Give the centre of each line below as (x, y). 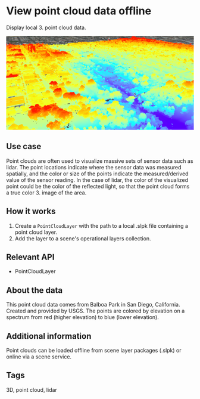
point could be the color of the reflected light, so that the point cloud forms (98, 186)
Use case (24, 146)
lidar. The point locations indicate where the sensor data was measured (94, 167)
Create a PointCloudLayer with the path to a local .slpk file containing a (101, 225)
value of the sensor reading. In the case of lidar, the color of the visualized (97, 180)
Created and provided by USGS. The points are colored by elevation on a (96, 311)
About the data (35, 290)
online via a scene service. (39, 357)
